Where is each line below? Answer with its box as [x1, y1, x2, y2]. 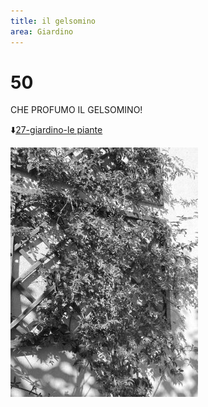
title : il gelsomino [10, 16, 97, 26]
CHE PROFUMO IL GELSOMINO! [10, 104, 143, 116]
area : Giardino [10, 26, 74, 37]
